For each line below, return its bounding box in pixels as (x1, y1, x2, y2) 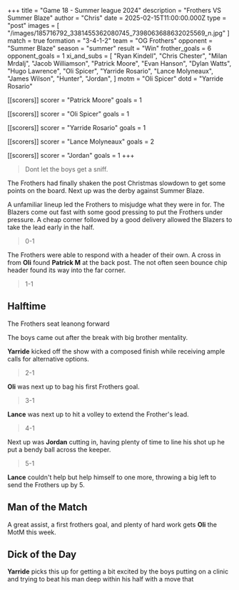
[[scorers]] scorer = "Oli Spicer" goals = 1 (7, 110, 130, 118)
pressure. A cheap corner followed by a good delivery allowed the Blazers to (7, 216, 233, 224)
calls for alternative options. (7, 354, 89, 363)
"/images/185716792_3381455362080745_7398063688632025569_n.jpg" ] (7, 29, 230, 37)
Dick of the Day (7, 549, 77, 561)
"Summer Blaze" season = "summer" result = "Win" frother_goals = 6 (7, 44, 212, 52)
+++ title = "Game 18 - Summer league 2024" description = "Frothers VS (7, 6, 222, 14)
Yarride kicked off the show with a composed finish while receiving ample (7, 346, 225, 356)
